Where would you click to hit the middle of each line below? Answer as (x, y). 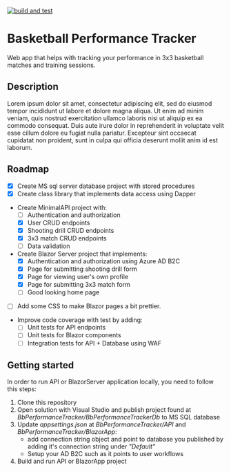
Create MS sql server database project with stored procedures (106, 186)
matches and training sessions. (51, 65)
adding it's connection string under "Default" (91, 446)
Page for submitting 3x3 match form (79, 285)
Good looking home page (63, 292)
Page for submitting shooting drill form (82, 269)
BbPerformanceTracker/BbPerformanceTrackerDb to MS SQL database (119, 417)
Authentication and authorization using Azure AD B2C (104, 261)
